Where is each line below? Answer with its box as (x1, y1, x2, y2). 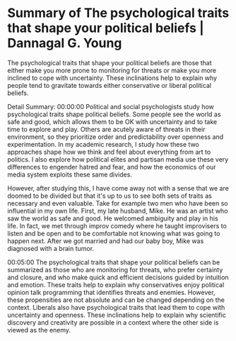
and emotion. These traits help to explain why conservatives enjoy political (7, 280, 225, 289)
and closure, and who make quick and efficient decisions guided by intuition (7, 273, 229, 281)
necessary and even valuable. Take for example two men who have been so (7, 199, 228, 207)
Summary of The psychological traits (7, 5, 230, 21)
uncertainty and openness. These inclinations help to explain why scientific (7, 311, 226, 319)
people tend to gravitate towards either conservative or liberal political (7, 81, 212, 89)
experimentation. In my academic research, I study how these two (7, 140, 199, 148)
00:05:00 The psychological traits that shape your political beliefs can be (7, 257, 220, 267)
